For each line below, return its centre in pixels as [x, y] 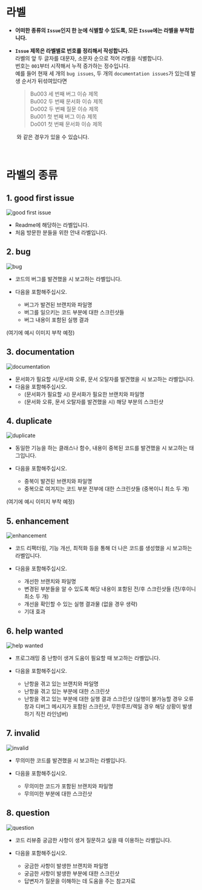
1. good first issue [40, 198]
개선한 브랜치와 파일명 [50, 582]
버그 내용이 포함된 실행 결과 [56, 320]
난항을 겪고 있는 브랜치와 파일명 [61, 684]
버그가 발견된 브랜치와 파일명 [58, 304]
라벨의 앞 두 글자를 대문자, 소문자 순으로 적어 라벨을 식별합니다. [89, 58]
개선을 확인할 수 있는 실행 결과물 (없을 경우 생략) [81, 604]
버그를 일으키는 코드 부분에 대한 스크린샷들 [74, 312]
